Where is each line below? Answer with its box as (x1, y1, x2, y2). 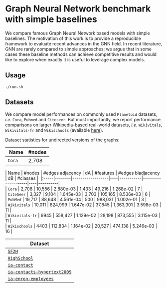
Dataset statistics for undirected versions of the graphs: (5, 137, 120, 143)
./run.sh (5, 84, 23, 89)
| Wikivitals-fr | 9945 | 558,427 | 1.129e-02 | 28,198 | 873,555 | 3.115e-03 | (5, 212, 161, 218)
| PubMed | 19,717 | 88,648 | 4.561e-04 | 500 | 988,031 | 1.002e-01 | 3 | (5, 196, 147, 202)
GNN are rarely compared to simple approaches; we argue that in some (5, 46, 152, 52)
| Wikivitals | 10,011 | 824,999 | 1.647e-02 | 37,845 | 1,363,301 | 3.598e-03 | (5, 202, 162, 208)
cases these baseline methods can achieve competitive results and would (5, 51, 157, 57)
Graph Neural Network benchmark (5, 3, 151, 14)
